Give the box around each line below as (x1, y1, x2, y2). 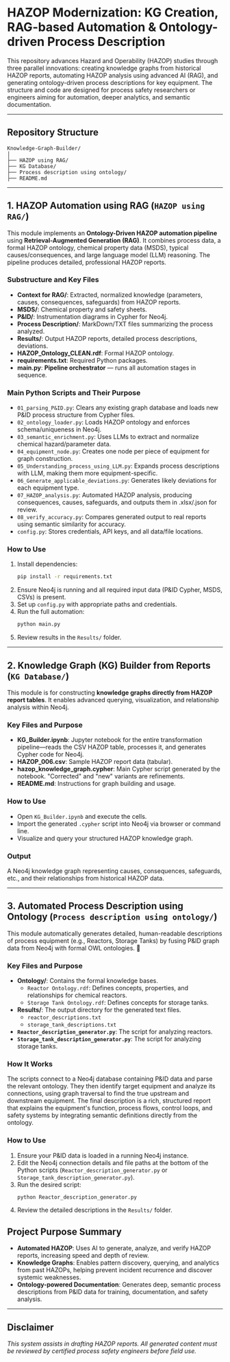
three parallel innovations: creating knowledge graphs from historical (7, 64, 201, 72)
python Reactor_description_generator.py (16, 1193, 137, 1201)
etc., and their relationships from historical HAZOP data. (7, 874, 164, 882)
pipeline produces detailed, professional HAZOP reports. (7, 258, 166, 266)
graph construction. (16, 455, 73, 463)
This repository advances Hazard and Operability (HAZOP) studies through (7, 56, 218, 64)
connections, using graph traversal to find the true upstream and (7, 1089, 190, 1098)
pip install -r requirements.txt (16, 573, 113, 580)
